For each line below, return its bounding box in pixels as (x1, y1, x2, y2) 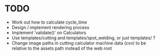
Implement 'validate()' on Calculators (11, 29, 87, 35)
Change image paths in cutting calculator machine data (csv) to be (11, 40, 146, 46)
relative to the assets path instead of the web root (11, 45, 112, 51)
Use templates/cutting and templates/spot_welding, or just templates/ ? (11, 35, 156, 41)
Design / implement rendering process (11, 24, 90, 30)
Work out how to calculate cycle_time (11, 19, 88, 25)
